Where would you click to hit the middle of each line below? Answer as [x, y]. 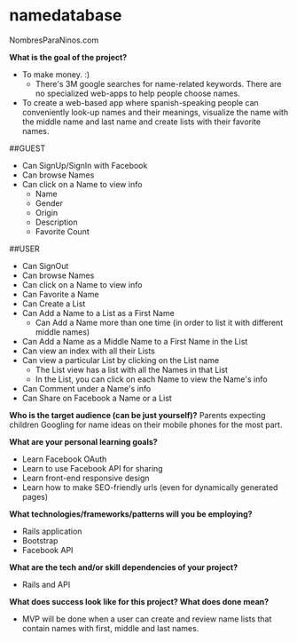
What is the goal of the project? [68, 57]
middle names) [63, 332]
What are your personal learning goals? [83, 441]
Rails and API [46, 584]
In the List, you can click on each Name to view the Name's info [151, 379]
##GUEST [27, 148]
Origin [47, 212]
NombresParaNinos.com [54, 40]
